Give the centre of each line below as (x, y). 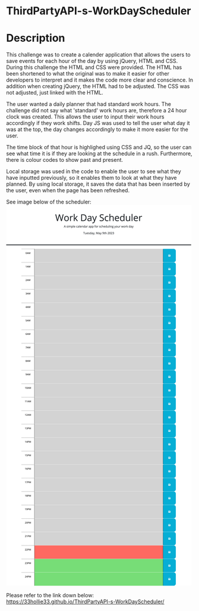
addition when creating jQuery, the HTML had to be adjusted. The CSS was (98, 86)
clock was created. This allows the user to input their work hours (85, 117)
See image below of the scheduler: (49, 202)
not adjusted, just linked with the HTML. (55, 93)
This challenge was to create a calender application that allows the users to (99, 55)
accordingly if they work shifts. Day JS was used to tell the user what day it (98, 123)
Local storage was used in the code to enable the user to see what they (94, 171)
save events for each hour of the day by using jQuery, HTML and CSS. (92, 61)
